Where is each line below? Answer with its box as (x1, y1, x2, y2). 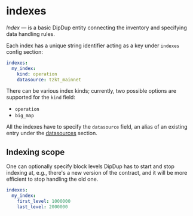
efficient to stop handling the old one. (6, 175, 99, 183)
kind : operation (17, 71, 58, 77)
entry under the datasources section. (6, 130, 97, 137)
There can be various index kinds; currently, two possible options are (6, 87, 177, 95)
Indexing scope (6, 147, 65, 157)
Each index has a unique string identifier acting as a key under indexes (6, 42, 180, 49)
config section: (6, 48, 43, 55)
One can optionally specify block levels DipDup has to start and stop (6, 163, 175, 170)
